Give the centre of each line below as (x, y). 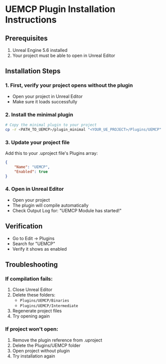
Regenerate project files (37, 311)
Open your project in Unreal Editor (48, 96)
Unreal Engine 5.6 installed (40, 50)
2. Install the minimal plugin (39, 114)
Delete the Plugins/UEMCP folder (46, 345)
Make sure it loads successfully (45, 101)
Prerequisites (26, 38)
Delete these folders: (34, 295)
